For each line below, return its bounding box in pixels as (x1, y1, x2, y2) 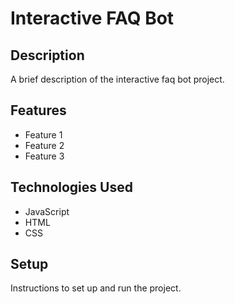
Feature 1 (24, 128, 63, 141)
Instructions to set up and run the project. (10, 282, 182, 294)
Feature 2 (24, 139, 65, 151)
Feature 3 (24, 150, 65, 162)
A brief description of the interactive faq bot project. (10, 73, 225, 85)
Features (10, 102, 67, 119)
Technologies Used (10, 179, 133, 196)
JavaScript (24, 205, 70, 217)
